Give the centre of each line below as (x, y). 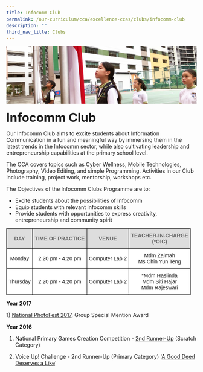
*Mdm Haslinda (160, 276)
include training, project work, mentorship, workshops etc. (79, 178)
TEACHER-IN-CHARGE (159, 236)
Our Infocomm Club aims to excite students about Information (83, 133)
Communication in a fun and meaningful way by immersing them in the (94, 140)
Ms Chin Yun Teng (159, 262)
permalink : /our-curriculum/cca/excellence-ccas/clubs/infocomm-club (96, 19)
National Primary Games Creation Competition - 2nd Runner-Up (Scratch (106, 339)
